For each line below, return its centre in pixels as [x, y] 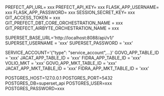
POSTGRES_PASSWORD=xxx [35, 88]
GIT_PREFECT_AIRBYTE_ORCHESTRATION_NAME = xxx [62, 28]
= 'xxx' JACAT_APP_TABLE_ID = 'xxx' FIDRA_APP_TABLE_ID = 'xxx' [73, 58]
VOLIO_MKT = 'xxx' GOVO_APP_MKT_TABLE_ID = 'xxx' [61, 63]
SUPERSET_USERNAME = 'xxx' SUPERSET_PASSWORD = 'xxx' [69, 43]
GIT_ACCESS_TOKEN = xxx [33, 18]
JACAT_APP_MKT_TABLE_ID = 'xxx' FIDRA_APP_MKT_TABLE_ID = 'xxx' [77, 68]
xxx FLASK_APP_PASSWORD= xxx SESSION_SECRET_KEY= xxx [70, 12]
